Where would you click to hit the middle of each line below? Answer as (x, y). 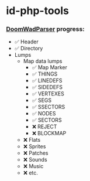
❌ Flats (32, 140)
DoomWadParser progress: (45, 29)
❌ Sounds (35, 160)
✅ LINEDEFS (47, 81)
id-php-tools (37, 11)
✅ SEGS (41, 100)
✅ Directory (29, 49)
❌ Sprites (34, 146)
